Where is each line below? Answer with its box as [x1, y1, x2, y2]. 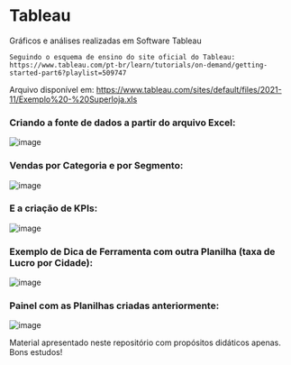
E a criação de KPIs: [9, 202, 98, 214]
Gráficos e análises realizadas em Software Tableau [9, 35, 202, 46]
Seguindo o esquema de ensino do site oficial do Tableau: [9, 52, 236, 61]
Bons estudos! [9, 347, 63, 358]
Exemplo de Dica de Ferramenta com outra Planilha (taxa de [9, 245, 276, 258]
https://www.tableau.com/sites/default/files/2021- [95, 84, 282, 95]
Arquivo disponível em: [9, 84, 95, 95]
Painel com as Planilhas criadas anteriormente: [9, 299, 220, 312]
